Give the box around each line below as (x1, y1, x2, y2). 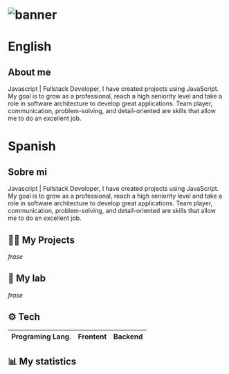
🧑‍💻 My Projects (8, 234, 75, 246)
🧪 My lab (8, 273, 46, 284)
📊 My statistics (8, 356, 77, 368)
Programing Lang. (11, 332, 72, 341)
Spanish (8, 139, 56, 154)
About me (8, 66, 51, 78)
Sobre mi (8, 166, 48, 178)
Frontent (77, 332, 107, 341)
